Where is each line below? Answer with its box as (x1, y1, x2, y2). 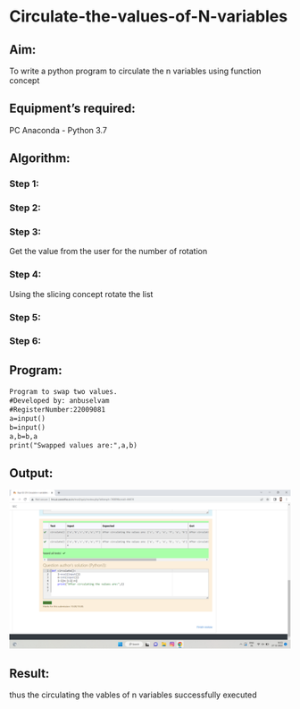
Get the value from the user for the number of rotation (9, 246, 208, 257)
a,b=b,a (9, 432, 38, 441)
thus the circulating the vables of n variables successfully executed (9, 689, 257, 700)
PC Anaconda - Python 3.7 (9, 124, 107, 135)
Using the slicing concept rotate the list (9, 288, 154, 299)
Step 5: (9, 311, 42, 323)
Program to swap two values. (9, 388, 118, 397)
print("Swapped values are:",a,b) (9, 441, 138, 450)
